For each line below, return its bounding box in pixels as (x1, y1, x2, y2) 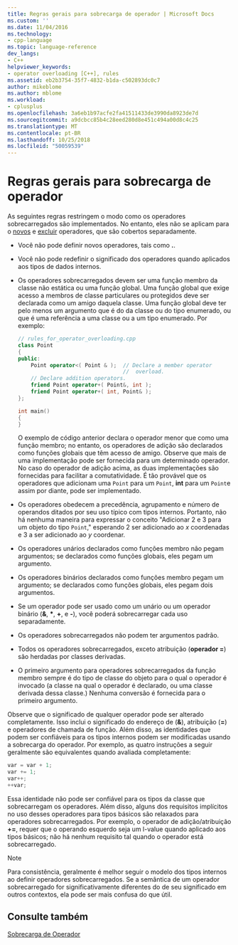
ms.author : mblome (7, 90, 62, 97)
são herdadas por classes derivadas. (17, 653, 126, 661)
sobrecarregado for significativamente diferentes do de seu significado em (7, 882, 227, 891)
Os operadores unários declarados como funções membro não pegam (17, 544, 225, 553)
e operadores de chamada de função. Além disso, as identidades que (7, 725, 211, 734)
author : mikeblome (7, 83, 62, 90)
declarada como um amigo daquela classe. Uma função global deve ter (17, 299, 227, 307)
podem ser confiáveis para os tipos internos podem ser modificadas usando (7, 733, 231, 741)
